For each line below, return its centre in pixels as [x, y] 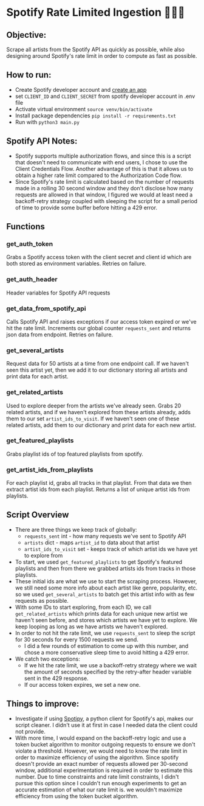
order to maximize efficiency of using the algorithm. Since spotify [97, 757]
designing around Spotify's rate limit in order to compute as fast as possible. [102, 56]
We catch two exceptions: [47, 659]
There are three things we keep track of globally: [76, 529]
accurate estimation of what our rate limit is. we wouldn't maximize [99, 790]
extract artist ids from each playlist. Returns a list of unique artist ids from [98, 490]
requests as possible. [42, 600]
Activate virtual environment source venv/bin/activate [84, 109]
